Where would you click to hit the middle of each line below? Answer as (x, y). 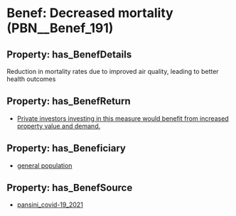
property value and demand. (59, 126)
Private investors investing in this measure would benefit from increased (123, 118)
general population (44, 166)
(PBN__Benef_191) (60, 28)
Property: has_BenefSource (70, 188)
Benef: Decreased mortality (90, 13)
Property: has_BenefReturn (69, 101)
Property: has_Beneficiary (66, 148)
